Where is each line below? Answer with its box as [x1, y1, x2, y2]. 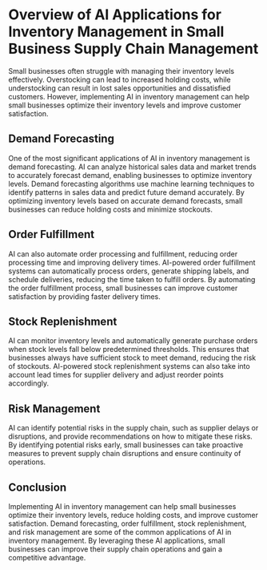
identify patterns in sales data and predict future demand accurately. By [8, 187, 245, 197]
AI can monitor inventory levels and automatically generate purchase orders [8, 336, 258, 346]
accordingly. [8, 378, 50, 388]
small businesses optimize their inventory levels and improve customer [8, 100, 241, 110]
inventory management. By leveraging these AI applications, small [8, 536, 225, 545]
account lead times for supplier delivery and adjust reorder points [8, 370, 224, 380]
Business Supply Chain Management [8, 40, 259, 58]
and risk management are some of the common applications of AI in [8, 528, 232, 536]
